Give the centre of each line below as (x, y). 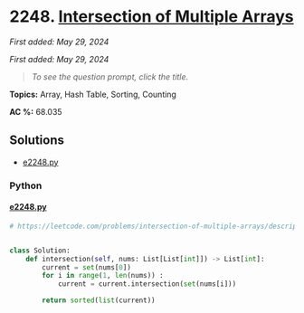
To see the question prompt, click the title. (110, 76)
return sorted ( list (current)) (99, 300)
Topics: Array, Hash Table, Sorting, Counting (93, 94)
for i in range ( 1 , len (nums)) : (103, 276)
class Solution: (40, 251)
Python (26, 185)
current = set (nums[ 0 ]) (86, 267)
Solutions (37, 141)
